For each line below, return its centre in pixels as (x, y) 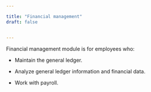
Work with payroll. (36, 83)
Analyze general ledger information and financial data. (80, 71)
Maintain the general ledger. (48, 60)
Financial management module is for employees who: (70, 49)
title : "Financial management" (44, 16)
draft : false (22, 22)
